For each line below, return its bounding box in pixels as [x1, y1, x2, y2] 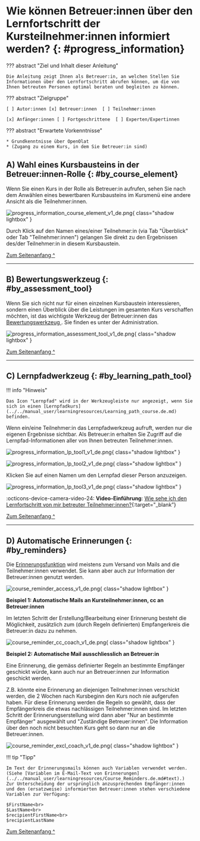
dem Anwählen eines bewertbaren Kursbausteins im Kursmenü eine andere [6, 191, 191, 198]
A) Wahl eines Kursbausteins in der [6, 160, 140, 170]
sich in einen [6, 403, 42, 409]
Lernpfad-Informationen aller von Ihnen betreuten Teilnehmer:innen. [6, 437, 174, 444]
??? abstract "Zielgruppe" [6, 94, 69, 101]
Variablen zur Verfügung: [6, 791, 70, 797]
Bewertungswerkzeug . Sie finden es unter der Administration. [6, 318, 159, 326]
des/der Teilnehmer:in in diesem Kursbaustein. [6, 240, 120, 247]
